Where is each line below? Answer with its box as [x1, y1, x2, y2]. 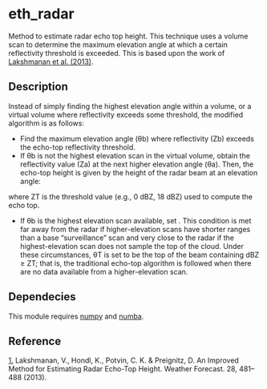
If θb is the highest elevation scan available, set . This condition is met [19, 215, 252, 225]
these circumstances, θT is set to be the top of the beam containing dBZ [19, 250, 260, 259]
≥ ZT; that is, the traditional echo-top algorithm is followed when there [19, 258, 252, 268]
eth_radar [8, 5, 75, 23]
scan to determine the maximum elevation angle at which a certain [8, 39, 229, 49]
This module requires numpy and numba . [8, 311, 144, 321]
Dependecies [8, 290, 76, 304]
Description [8, 80, 68, 94]
